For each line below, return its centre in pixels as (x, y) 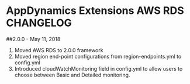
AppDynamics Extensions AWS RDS (95, 11)
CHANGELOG (39, 23)
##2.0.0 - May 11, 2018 (33, 39)
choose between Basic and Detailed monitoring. (72, 75)
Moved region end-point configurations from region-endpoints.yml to (98, 56)
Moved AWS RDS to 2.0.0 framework (59, 50)
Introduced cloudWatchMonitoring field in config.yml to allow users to (99, 68)
